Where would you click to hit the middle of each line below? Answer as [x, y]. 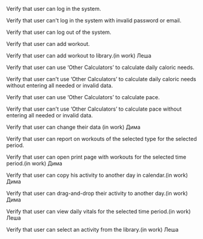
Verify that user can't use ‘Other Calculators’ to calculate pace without [94, 109]
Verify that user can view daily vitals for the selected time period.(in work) [98, 211]
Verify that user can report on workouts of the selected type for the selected [101, 139]
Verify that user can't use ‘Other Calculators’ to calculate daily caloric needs [101, 79]
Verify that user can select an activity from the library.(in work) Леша [92, 230]
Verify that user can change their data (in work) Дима [73, 127]
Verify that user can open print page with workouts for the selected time [96, 157]
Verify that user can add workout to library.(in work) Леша [79, 56]
